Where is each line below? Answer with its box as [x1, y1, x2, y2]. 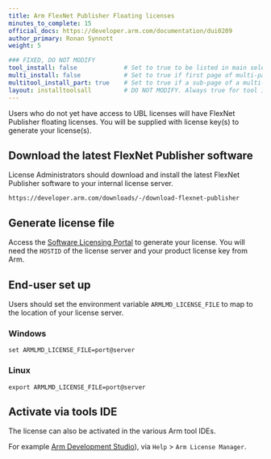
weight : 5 [8, 42, 42, 50]
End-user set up [8, 278, 91, 292]
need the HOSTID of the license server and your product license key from [8, 246, 248, 256]
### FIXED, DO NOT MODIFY [8, 56, 95, 64]
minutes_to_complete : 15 [8, 19, 92, 27]
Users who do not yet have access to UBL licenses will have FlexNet [8, 108, 236, 118]
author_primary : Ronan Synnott [8, 34, 114, 43]
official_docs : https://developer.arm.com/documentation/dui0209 [8, 27, 232, 35]
